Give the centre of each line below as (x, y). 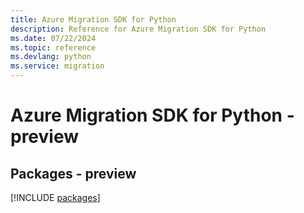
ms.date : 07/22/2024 (53, 38)
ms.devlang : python (51, 57)
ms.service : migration (57, 66)
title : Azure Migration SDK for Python (93, 19)
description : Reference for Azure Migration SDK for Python (138, 29)
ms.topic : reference (53, 47)
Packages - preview (73, 173)
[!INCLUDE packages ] (55, 197)
